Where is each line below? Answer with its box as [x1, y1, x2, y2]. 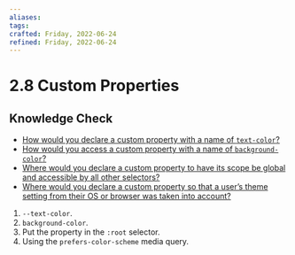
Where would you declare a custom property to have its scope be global [21, 163, 286, 174]
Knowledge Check [9, 111, 113, 126]
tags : [9, 21, 29, 30]
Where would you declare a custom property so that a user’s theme [21, 182, 268, 192]
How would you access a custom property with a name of [21, 143, 233, 155]
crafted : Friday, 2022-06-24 [9, 29, 117, 38]
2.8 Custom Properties [9, 76, 180, 96]
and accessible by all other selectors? [21, 172, 160, 182]
